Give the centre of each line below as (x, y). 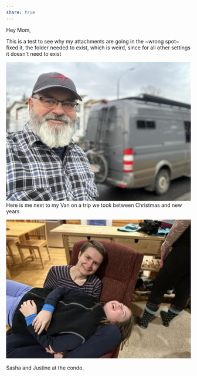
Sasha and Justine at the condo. (45, 368)
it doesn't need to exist (34, 53)
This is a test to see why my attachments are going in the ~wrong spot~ (93, 41)
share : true (21, 12)
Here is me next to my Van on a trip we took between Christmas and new (94, 205)
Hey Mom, (18, 30)
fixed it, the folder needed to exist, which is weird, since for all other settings (98, 48)
